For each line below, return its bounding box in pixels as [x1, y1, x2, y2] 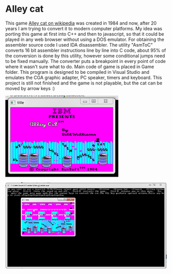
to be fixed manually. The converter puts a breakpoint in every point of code [5, 58, 166, 64]
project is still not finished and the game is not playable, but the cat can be [5, 80, 163, 86]
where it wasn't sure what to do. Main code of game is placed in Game [5, 64, 155, 70]
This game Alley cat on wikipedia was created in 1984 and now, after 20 [5, 20, 157, 26]
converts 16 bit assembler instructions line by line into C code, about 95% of [5, 47, 166, 53]
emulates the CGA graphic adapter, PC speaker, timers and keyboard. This [5, 74, 162, 80]
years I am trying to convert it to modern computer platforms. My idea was [5, 25, 162, 31]
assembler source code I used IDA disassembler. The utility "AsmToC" [5, 41, 153, 48]
